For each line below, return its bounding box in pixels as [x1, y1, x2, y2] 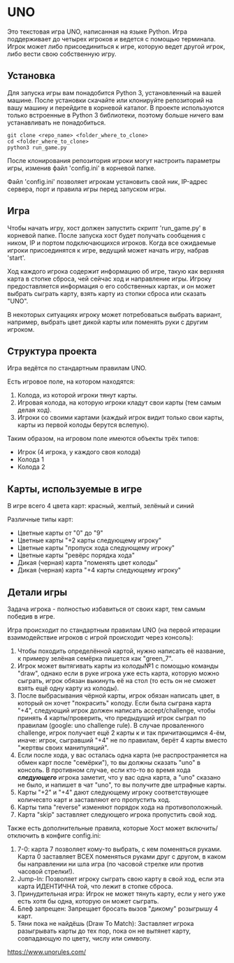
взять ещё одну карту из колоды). [17, 684, 119, 692]
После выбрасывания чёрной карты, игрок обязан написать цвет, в [17, 691, 220, 700]
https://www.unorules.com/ [7, 948, 87, 956]
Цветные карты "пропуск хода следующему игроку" [17, 544, 175, 552]
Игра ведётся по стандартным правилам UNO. [7, 364, 147, 372]
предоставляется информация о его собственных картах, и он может [7, 281, 216, 290]
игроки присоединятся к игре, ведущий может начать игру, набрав [7, 246, 210, 254]
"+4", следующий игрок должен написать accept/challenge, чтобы [17, 706, 216, 715]
